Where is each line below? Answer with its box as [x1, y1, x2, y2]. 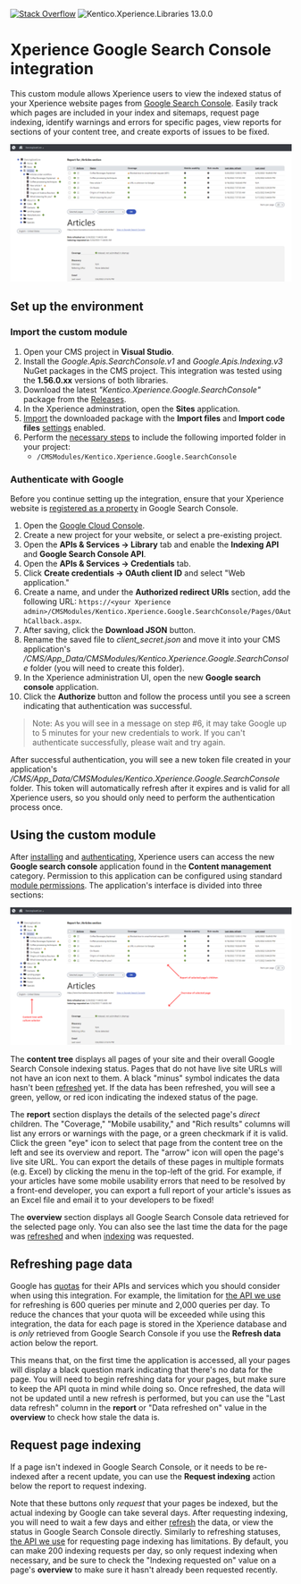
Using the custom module [10, 828, 156, 843]
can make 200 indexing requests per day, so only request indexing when [10, 1545, 278, 1555]
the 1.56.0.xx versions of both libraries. [22, 375, 169, 385]
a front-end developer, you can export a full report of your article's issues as [10, 1184, 291, 1195]
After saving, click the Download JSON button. [22, 625, 196, 636]
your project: [22, 441, 71, 451]
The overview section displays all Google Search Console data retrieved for [10, 1211, 289, 1222]
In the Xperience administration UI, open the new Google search [22, 672, 262, 683]
